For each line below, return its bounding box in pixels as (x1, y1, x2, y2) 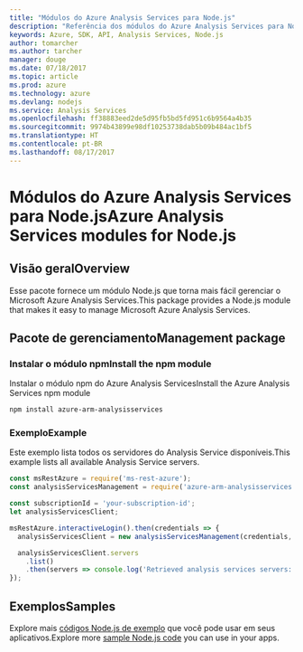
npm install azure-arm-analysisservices (9, 405, 164, 414)
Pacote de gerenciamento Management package (9, 331, 286, 346)
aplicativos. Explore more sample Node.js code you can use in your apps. (9, 632, 280, 643)
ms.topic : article (9, 72, 78, 81)
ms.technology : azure (9, 89, 91, 98)
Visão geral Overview (9, 261, 131, 277)
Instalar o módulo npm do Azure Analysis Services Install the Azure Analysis (9, 378, 290, 389)
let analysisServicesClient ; (9, 507, 119, 516)
